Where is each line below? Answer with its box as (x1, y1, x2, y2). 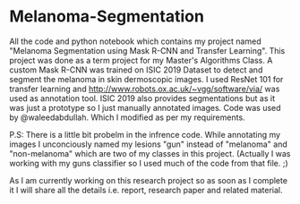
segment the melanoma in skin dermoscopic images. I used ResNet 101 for (9, 73, 284, 84)
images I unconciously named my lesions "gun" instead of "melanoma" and (9, 139, 288, 149)
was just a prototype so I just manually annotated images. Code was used (9, 102, 281, 113)
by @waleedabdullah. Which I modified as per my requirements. (9, 112, 245, 123)
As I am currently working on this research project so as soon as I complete (9, 174, 288, 185)
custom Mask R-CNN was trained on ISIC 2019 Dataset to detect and (9, 64, 263, 75)
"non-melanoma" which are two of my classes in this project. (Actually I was (9, 148, 291, 158)
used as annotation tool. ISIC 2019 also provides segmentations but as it (9, 92, 276, 104)
